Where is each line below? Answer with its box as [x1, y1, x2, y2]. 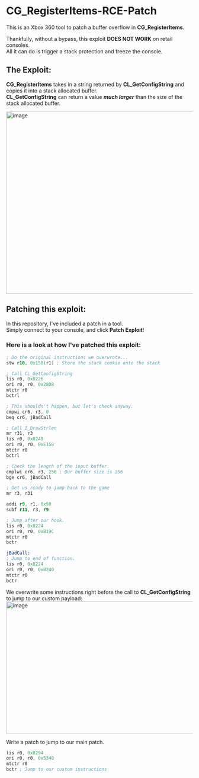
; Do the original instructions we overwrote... [6, 354, 129, 360]
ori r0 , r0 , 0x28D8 [6, 382, 54, 388]
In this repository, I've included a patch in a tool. [6, 320, 123, 327]
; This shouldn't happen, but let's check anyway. [6, 403, 134, 409]
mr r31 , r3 [6, 431, 33, 437]
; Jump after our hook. [6, 517, 65, 523]
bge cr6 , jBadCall [6, 474, 52, 481]
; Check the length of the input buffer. [6, 463, 110, 469]
